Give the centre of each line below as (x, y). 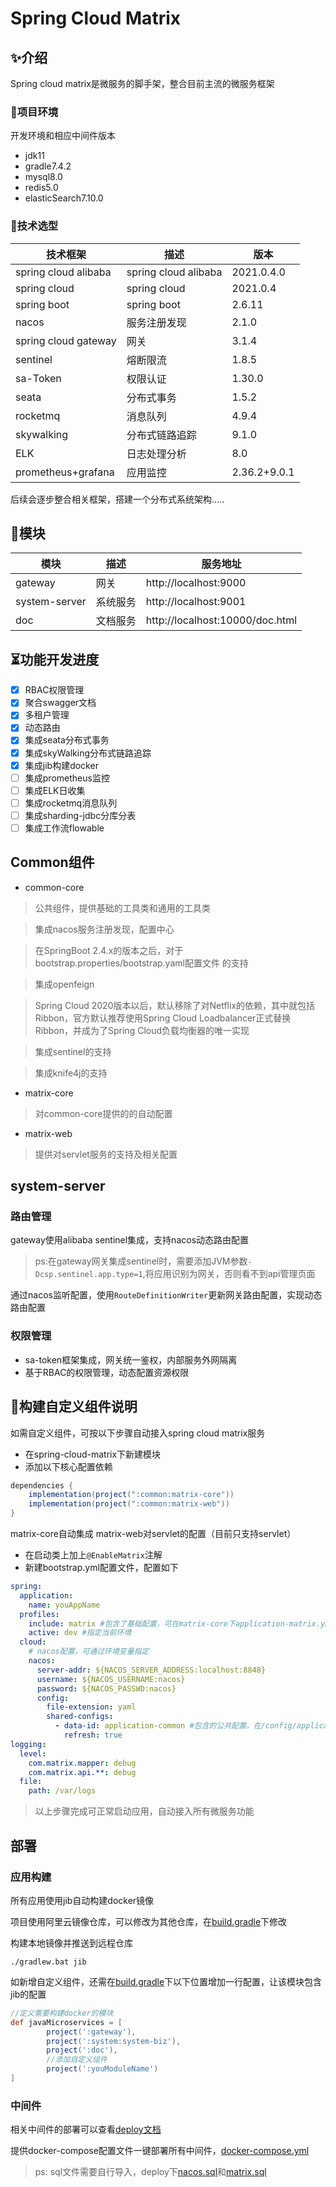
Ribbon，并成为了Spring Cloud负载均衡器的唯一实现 (142, 1030)
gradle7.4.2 (48, 166)
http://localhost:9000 (196, 583)
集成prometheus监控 (67, 778)
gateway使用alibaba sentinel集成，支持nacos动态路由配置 (130, 1240)
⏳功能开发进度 (55, 659)
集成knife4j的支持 (71, 1073)
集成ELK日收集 (55, 790)
